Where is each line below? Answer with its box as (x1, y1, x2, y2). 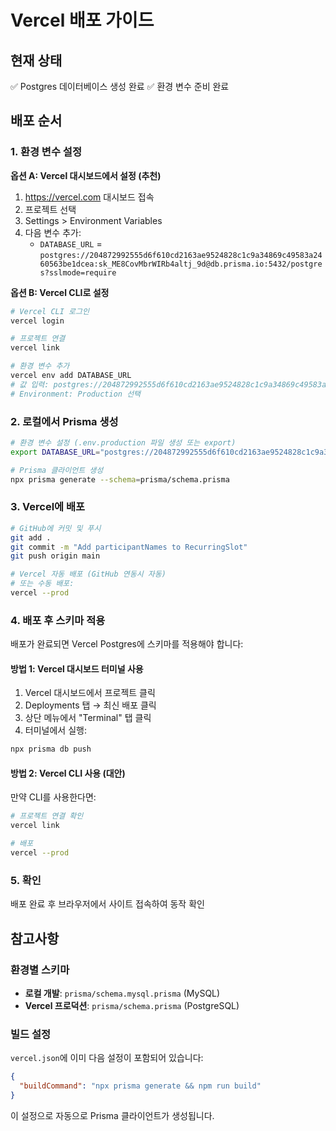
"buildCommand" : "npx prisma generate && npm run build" (19, 1081, 262, 1091)
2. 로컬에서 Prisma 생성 (10, 414, 119, 428)
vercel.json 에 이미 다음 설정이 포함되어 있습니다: (10, 1052, 204, 1064)
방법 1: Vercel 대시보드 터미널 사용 (10, 662, 144, 675)
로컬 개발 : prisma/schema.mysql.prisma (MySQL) (24, 987, 221, 999)
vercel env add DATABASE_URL (10, 371, 132, 381)
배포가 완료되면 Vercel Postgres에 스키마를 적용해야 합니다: (10, 638, 244, 650)
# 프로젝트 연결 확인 (10, 811, 84, 821)
